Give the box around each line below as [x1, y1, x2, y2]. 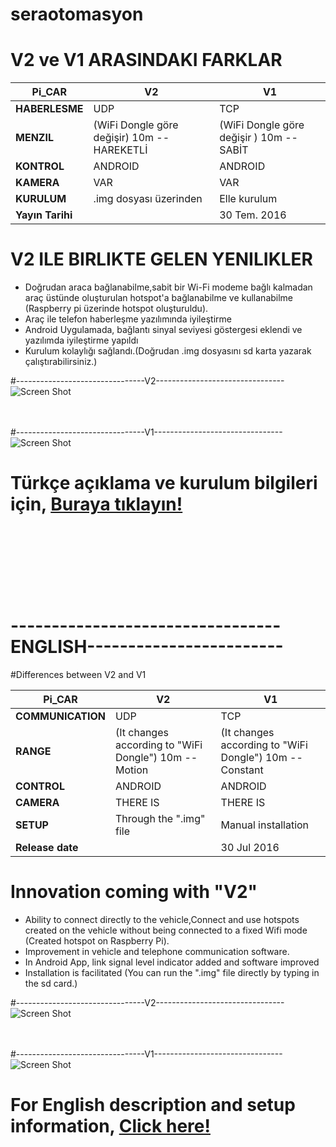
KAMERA [15, 176, 60, 190]
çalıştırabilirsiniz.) [24, 356, 98, 368]
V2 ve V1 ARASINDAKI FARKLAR [10, 49, 283, 72]
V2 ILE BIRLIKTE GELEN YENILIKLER [10, 248, 314, 271]
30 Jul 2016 [220, 840, 280, 854]
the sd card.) [24, 977, 78, 989]
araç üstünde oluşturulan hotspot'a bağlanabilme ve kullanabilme [24, 292, 294, 304]
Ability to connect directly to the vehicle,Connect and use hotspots [24, 913, 300, 925]
